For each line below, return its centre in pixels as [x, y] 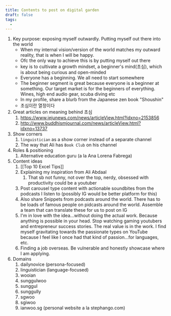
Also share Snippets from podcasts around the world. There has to [90, 199]
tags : [11, 19]
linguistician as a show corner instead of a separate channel [86, 140]
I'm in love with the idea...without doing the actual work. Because [89, 216]
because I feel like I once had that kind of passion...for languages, [90, 237]
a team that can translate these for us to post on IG [74, 210]
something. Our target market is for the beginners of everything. [88, 89]
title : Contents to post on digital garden [52, 10]
